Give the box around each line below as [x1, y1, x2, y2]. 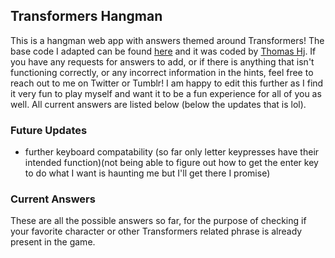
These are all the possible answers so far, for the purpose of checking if [10, 215, 307, 227]
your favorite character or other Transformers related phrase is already [10, 225, 303, 238]
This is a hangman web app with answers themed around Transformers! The [10, 34, 325, 46]
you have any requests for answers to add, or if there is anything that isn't [10, 55, 315, 68]
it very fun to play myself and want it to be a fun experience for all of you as [10, 87, 322, 99]
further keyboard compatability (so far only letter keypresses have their [24, 146, 320, 158]
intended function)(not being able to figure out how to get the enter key [24, 157, 319, 169]
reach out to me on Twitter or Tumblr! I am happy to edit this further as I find [10, 77, 324, 89]
